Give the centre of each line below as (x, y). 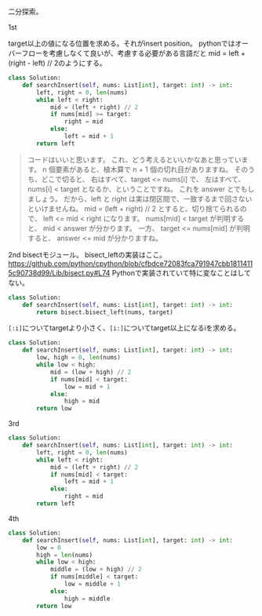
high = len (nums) (64, 555)
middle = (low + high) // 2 (96, 570)
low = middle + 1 (93, 584)
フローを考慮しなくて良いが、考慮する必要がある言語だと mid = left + (133, 53)
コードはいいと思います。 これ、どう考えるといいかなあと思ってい (134, 159)
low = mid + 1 (87, 387)
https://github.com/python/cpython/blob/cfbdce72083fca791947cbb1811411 (131, 263)
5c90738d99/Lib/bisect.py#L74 (59, 272)
